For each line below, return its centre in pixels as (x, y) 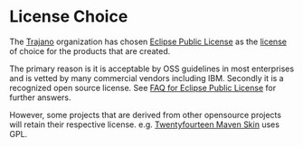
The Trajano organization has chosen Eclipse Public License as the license (148, 41)
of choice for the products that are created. (90, 51)
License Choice (69, 17)
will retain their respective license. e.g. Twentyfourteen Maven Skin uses (145, 124)
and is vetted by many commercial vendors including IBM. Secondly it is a (147, 78)
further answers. (40, 97)
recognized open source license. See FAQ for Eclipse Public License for (143, 87)
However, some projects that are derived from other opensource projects (146, 115)
